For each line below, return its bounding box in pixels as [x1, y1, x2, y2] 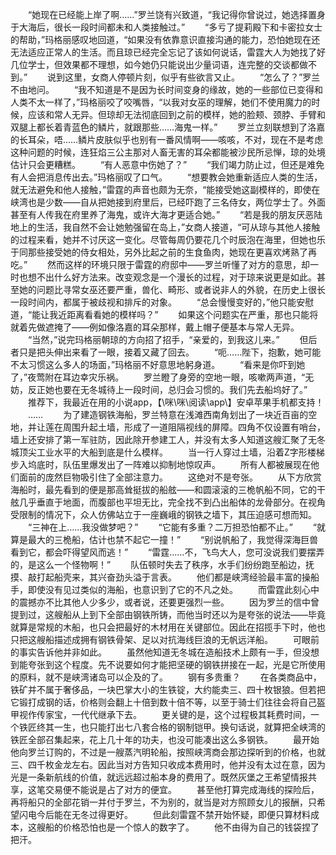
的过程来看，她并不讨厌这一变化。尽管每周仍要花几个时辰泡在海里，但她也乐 [10, 234, 326, 245]
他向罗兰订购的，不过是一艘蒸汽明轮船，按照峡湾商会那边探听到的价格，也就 [10, 746, 326, 758]
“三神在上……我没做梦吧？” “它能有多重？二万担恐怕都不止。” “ [27, 521, 317, 533]
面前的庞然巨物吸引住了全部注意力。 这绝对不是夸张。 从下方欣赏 [18, 471, 322, 483]
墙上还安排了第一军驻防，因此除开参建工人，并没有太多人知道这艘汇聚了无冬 [10, 434, 326, 445]
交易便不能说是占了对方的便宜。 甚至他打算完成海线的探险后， [44, 784, 320, 795]
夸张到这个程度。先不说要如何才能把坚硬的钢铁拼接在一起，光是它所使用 [27, 659, 326, 670]
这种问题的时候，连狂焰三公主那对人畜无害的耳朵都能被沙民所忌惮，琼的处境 [10, 146, 326, 158]
